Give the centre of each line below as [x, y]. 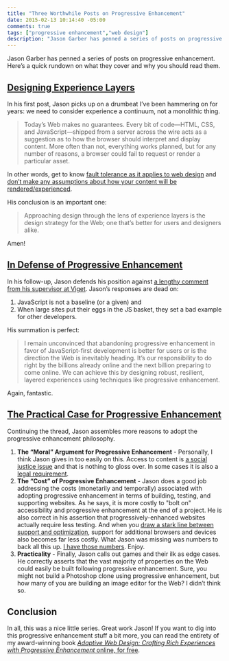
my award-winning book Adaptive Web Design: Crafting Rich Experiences [111, 643]
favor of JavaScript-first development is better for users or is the [115, 350]
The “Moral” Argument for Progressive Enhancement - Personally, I [114, 452]
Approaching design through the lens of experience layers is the [114, 215]
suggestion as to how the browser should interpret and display [112, 139]
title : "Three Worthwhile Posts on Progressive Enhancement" [96, 13]
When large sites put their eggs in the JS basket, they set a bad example [119, 309]
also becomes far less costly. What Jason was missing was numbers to [118, 539]
